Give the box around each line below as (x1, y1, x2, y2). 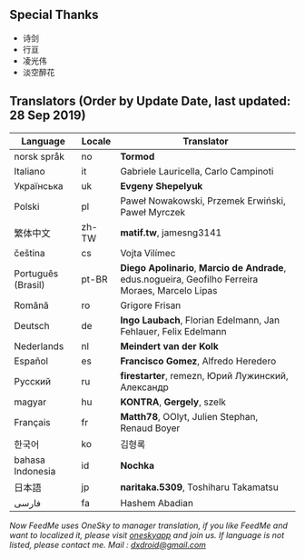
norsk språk (14, 150, 65, 163)
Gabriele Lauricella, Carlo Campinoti (120, 165, 274, 177)
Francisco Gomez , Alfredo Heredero (120, 354, 277, 367)
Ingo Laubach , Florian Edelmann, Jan (120, 314, 280, 326)
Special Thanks (9, 7, 99, 23)
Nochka (120, 459, 155, 472)
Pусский (14, 374, 52, 387)
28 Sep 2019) (9, 108, 86, 124)
